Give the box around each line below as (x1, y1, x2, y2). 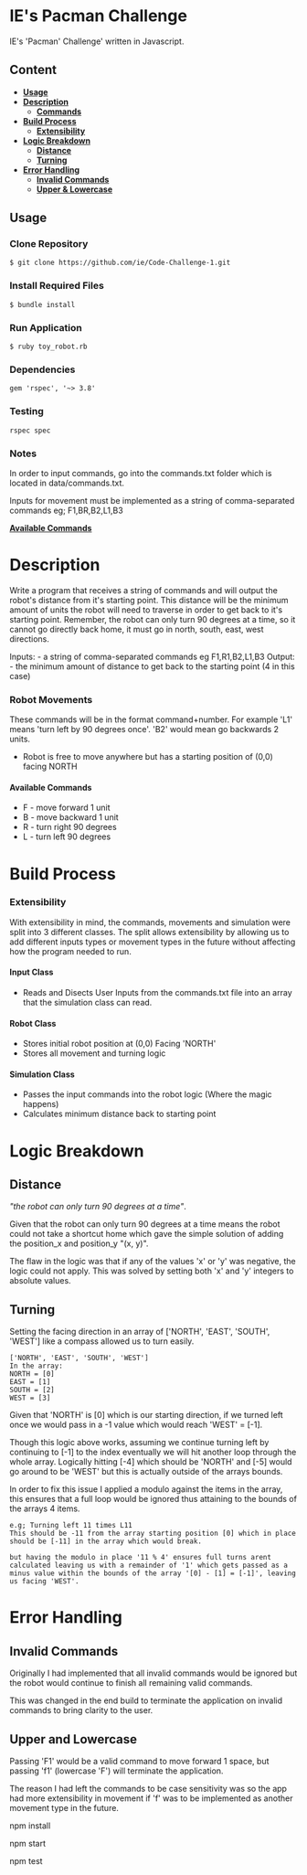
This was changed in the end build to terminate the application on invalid (9, 1695, 283, 1706)
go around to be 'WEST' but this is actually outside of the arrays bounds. (9, 1466, 283, 1477)
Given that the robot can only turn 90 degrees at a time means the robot (9, 1219, 281, 1230)
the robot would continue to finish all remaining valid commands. (9, 1678, 253, 1689)
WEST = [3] (9, 1393, 51, 1403)
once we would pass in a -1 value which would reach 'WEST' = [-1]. (9, 1419, 263, 1431)
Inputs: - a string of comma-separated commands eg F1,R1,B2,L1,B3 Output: (9, 651, 295, 662)
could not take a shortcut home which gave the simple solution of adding (9, 1229, 284, 1240)
